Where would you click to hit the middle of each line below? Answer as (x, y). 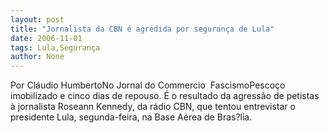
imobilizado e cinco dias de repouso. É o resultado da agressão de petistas (165, 96)
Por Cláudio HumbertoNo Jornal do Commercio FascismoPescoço (148, 85)
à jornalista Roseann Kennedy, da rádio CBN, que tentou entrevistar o (153, 107)
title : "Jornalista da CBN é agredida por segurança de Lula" (142, 29)
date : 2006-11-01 (46, 38)
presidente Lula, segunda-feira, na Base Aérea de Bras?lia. (131, 117)
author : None (37, 57)
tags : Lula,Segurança (55, 47)
